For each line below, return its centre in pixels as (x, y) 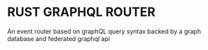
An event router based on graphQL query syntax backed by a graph (104, 31)
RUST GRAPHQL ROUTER (81, 12)
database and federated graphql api (58, 38)
